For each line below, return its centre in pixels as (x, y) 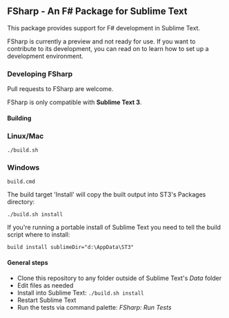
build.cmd (21, 182)
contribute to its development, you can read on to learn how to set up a (108, 48)
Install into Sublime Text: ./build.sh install (80, 292)
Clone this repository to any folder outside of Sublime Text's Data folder (119, 278)
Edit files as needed (45, 285)
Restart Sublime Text (47, 300)
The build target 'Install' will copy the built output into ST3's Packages (107, 195)
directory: (21, 202)
